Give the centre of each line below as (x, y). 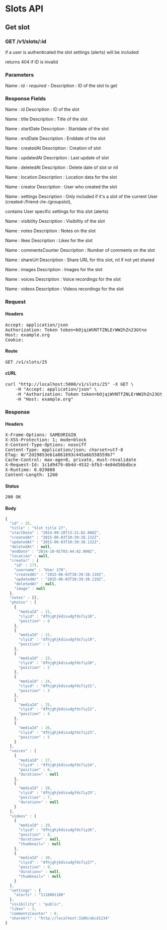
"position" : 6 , (35, 770)
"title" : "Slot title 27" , (39, 528)
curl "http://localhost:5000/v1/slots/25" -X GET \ (70, 384)
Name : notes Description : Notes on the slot (50, 231)
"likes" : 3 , (23, 909)
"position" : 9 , (35, 867)
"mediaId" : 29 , (35, 825)
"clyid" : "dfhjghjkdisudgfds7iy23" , (57, 732)
